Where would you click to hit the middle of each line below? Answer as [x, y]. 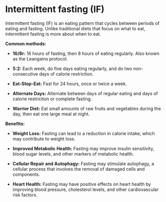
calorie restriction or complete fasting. [52, 99]
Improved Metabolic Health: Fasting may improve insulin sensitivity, [83, 148]
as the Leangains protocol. [40, 58]
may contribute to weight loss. [44, 139]
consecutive [25, 74]
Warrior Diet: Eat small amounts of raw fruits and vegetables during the [87, 108]
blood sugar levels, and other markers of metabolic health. [73, 154]
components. [26, 174]
